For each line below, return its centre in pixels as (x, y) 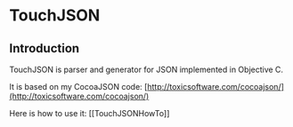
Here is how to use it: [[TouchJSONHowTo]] (90, 113)
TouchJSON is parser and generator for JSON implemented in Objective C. (146, 69)
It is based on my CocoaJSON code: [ (78, 87)
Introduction (45, 48)
